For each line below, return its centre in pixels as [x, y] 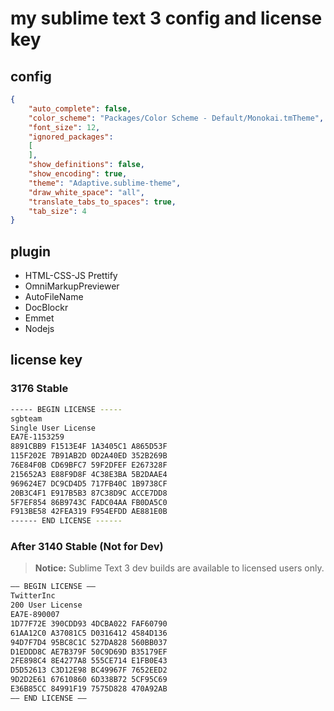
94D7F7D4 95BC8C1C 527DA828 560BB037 [89, 642]
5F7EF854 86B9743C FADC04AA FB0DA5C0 [89, 502]
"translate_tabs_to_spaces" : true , [102, 202]
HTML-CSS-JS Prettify [71, 276]
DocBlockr [46, 308]
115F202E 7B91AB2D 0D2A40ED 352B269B [89, 456]
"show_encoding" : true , [78, 174]
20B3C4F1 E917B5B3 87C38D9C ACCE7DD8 [89, 493]
